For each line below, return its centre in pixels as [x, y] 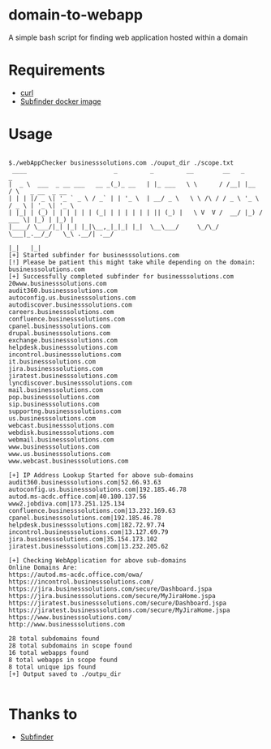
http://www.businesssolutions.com [67, 624]
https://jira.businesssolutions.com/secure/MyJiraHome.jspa [112, 596]
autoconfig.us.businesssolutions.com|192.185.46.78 [97, 489]
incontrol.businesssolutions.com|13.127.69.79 [88, 532]
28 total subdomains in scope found [70, 646]
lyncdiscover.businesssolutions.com [70, 383]
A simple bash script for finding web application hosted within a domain [128, 37]
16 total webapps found [49, 652]
